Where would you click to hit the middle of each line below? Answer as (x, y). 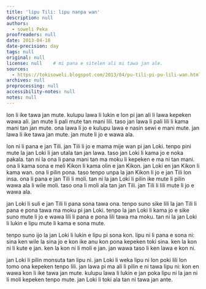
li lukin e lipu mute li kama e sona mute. (56, 223)
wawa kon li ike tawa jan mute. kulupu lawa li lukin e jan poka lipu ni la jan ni (102, 272)
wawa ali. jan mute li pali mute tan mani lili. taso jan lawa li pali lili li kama (97, 121)
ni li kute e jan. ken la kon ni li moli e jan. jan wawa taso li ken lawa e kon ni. (101, 248)
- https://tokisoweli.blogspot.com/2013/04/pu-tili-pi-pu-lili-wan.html (107, 75)
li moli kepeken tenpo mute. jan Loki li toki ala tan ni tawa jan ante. (90, 279)
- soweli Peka (30, 29)
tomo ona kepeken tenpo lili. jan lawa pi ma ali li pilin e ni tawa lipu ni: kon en (103, 266)
